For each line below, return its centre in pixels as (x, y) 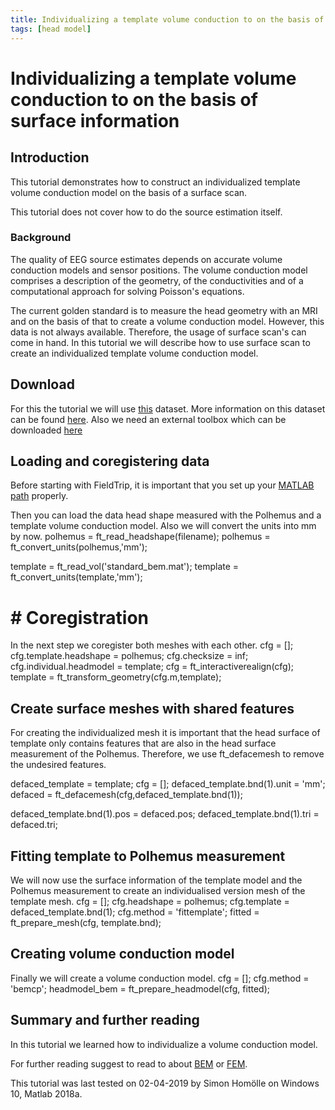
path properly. (39, 496)
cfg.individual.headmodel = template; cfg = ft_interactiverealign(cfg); (152, 667)
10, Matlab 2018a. (46, 1093)
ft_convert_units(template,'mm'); (76, 577)
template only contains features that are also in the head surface (143, 743)
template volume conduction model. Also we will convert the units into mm (163, 526)
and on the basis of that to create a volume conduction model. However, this (167, 321)
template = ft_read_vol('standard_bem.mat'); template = (125, 567)
